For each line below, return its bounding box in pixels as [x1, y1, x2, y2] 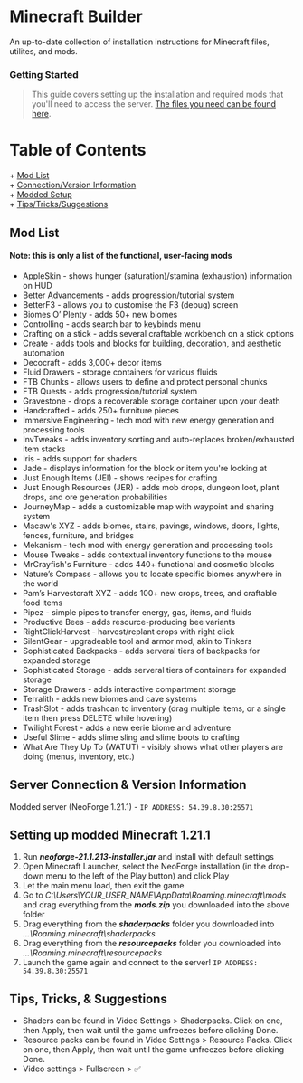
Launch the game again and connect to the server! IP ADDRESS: [22, 957, 258, 968]
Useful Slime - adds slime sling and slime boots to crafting [22, 731, 240, 743]
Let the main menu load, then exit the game [22, 880, 185, 891]
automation [22, 347, 65, 358]
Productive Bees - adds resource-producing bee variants [22, 616, 236, 627]
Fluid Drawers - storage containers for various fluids [22, 366, 218, 377]
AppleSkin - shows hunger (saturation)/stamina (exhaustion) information [22, 270, 292, 281]
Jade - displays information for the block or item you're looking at [22, 462, 268, 473]
